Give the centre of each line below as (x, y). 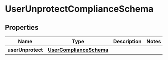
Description (127, 42)
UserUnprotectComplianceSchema (79, 9)
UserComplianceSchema (78, 50)
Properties (22, 28)
